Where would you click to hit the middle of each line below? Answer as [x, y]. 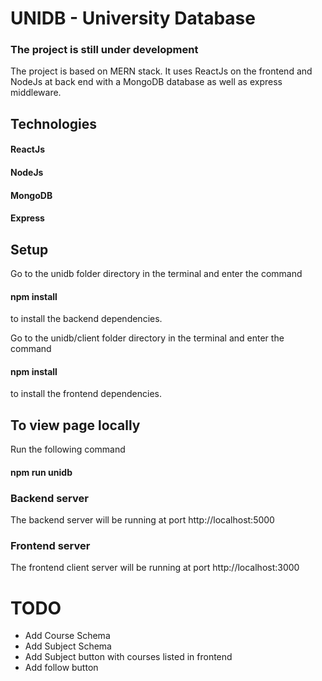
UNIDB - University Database [133, 18]
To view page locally [75, 425]
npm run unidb [41, 472]
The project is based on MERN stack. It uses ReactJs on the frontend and [161, 71]
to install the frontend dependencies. [86, 394]
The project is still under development [104, 50]
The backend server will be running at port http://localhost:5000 [142, 520]
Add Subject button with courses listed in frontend [128, 657]
